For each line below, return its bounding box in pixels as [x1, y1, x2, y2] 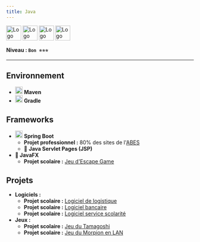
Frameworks [6, 114, 54, 125]
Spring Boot [23, 132, 54, 140]
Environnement [6, 71, 64, 81]
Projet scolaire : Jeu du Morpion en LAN [23, 229, 123, 236]
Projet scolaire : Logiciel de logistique [23, 197, 117, 204]
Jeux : [14, 216, 31, 224]
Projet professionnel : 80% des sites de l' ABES [23, 139, 140, 146]
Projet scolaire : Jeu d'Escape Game [23, 158, 114, 165]
